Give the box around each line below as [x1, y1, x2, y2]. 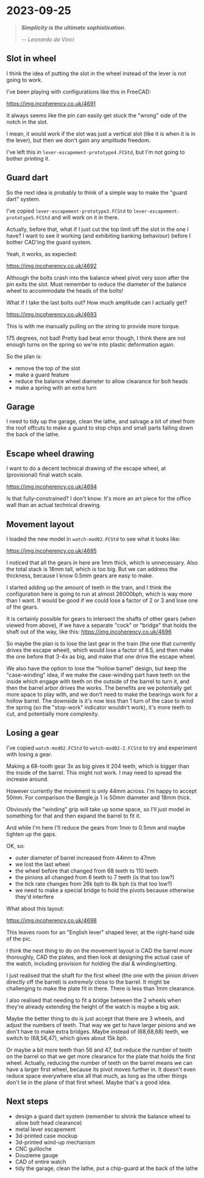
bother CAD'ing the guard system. [6, 238, 93, 246]
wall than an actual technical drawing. [6, 502, 102, 509]
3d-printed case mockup [15, 1132, 78, 1140]
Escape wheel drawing [6, 448, 94, 459]
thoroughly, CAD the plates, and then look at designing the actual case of [6, 953, 190, 960]
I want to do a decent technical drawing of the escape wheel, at [6, 465, 166, 472]
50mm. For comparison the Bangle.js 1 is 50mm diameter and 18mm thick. [6, 794, 192, 801]
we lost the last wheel [15, 860, 70, 868]
